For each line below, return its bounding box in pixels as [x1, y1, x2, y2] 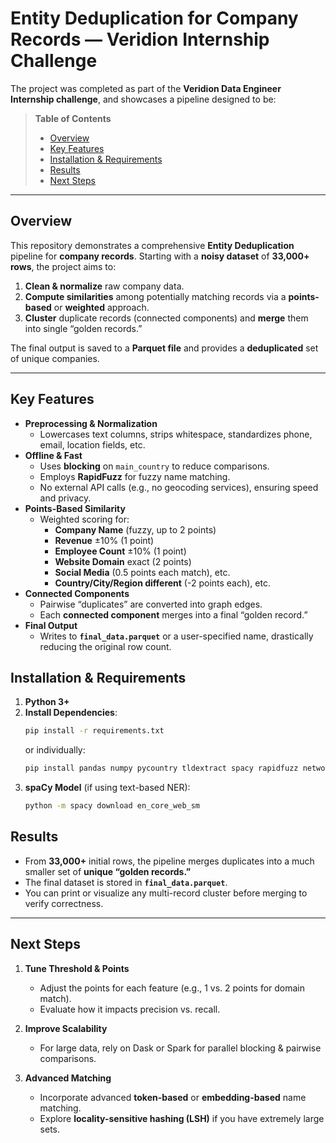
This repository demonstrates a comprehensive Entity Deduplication [10, 239, 295, 251]
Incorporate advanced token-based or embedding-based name [39, 1091, 307, 1103]
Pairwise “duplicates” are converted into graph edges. [39, 598, 263, 610]
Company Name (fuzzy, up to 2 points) [54, 523, 217, 536]
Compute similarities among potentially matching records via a [24, 290, 287, 302]
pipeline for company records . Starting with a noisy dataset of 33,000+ [10, 250, 310, 262]
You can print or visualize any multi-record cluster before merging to [24, 887, 308, 899]
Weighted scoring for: [39, 513, 130, 525]
